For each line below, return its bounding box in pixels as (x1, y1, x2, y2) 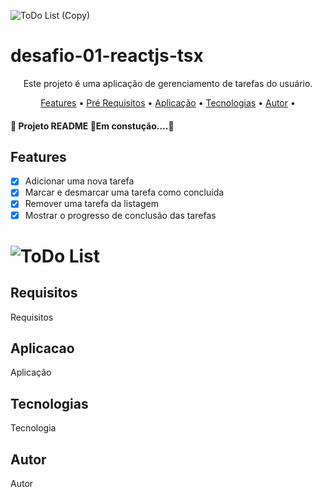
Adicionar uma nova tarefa (24, 175, 135, 187)
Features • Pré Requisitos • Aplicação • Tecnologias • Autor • (40, 96, 296, 109)
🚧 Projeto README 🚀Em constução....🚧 (10, 120, 175, 132)
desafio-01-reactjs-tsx (10, 45, 204, 67)
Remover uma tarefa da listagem (24, 198, 159, 210)
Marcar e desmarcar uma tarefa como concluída (24, 186, 225, 199)
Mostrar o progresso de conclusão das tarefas (24, 209, 217, 221)
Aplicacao (10, 340, 75, 357)
